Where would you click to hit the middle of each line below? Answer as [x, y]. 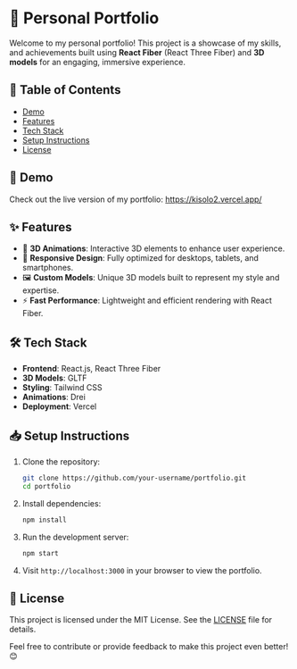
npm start [41, 553]
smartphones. [48, 268]
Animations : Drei [54, 397]
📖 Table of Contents [65, 90]
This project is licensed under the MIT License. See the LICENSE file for [141, 620]
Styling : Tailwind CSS [62, 388]
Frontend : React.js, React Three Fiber [91, 369]
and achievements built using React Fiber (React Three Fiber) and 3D [137, 52]
